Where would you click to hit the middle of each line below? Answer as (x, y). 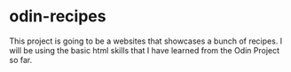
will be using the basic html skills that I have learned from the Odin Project (145, 50)
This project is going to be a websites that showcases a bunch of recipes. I (146, 41)
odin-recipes (58, 16)
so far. (21, 60)
